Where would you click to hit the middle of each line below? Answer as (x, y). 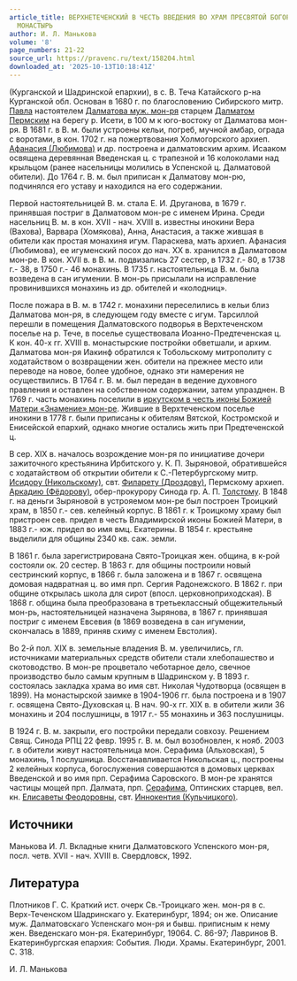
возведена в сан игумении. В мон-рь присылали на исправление (133, 278)
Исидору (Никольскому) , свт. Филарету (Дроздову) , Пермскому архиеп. (147, 482)
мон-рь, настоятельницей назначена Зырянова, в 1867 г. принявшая (138, 612)
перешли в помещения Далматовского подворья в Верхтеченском (136, 323)
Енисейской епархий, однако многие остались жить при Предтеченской (147, 427)
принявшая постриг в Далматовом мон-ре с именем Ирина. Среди (137, 212)
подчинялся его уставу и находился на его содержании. (116, 186)
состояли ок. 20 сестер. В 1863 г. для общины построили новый (130, 565)
